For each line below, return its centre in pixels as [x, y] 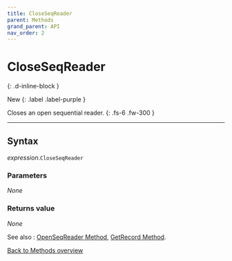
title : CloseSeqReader [40, 13]
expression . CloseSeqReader [46, 157]
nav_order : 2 [26, 33]
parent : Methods [30, 20]
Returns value [31, 209]
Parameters [27, 175]
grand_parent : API [33, 26]
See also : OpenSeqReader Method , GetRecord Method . [87, 237]
